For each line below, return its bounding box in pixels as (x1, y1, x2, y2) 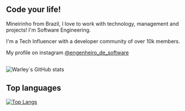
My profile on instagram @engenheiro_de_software (6, 49, 130, 56)
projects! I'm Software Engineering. (6, 26, 91, 33)
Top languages (6, 83, 61, 93)
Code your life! (6, 5, 61, 15)
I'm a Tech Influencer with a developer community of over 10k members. (6, 37, 180, 44)
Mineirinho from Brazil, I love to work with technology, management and (6, 20, 179, 27)
